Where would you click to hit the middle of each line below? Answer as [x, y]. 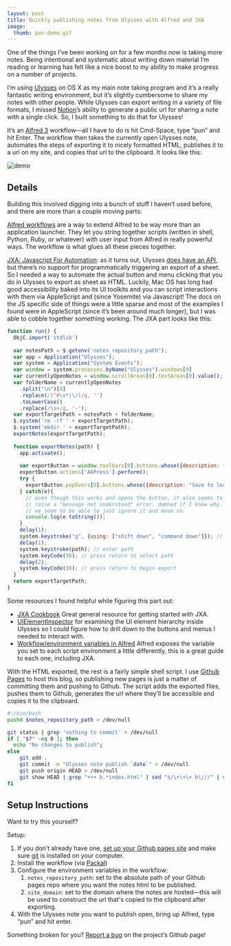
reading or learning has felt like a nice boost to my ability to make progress [113, 67]
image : [16, 26]
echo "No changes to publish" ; [58, 745]
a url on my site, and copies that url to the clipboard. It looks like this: [104, 152]
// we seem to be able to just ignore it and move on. [106, 511]
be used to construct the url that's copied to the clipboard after [117, 900]
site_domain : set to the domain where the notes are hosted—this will [124, 892]
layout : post [26, 13]
